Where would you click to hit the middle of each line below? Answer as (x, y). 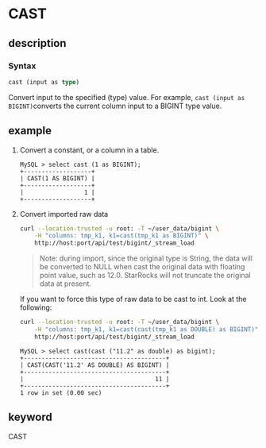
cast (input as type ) (44, 82)
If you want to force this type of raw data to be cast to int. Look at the (133, 299)
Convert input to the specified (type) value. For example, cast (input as (127, 97)
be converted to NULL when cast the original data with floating (142, 267)
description (37, 43)
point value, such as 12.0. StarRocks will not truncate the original (145, 276)
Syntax (22, 66)
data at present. (66, 284)
